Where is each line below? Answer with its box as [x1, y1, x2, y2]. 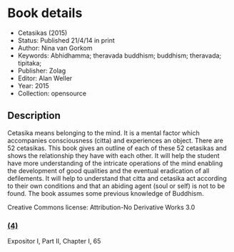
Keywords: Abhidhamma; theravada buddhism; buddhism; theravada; [17, 51, 222, 60]
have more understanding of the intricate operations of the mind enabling [7, 159, 223, 167]
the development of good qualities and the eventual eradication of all [7, 166, 210, 175]
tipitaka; [17, 58, 42, 67]
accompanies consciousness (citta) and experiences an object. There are [7, 136, 223, 145]
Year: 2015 [17, 81, 49, 90]
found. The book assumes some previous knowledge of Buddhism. [7, 189, 205, 197]
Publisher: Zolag [17, 66, 66, 75]
